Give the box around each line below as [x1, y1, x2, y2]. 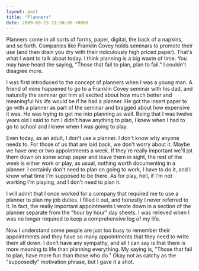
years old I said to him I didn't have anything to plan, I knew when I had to [6, 117, 185, 124]
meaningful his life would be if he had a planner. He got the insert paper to [6, 98, 188, 105]
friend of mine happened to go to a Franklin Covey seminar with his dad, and [6, 85, 193, 93]
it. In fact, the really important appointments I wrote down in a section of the [6, 203, 191, 210]
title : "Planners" [6, 14, 52, 20]
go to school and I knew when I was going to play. [6, 123, 129, 130]
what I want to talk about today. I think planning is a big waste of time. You [6, 55, 187, 62]
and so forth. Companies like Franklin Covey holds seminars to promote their [6, 42, 193, 49]
